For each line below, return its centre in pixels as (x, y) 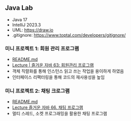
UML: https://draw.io (33, 30)
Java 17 (20, 19)
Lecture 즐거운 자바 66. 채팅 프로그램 (48, 107)
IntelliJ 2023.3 (27, 25)
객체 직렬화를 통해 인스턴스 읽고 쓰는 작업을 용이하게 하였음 (68, 71)
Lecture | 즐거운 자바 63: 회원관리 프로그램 (53, 65)
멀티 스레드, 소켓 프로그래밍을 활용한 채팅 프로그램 (59, 114)
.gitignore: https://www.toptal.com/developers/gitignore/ (69, 35)
